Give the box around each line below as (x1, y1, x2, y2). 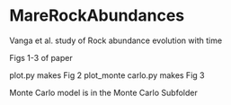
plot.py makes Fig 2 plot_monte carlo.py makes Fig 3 (9, 69, 205, 81)
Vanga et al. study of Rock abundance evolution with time (9, 35, 223, 46)
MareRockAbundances (9, 5, 185, 26)
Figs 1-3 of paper (9, 52, 74, 63)
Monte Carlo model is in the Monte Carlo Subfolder (9, 87, 198, 98)
